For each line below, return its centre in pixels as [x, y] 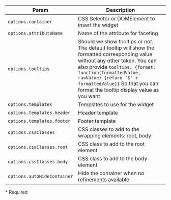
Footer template [97, 121]
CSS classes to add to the [109, 129]
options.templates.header [39, 113]
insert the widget [98, 25]
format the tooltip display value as [119, 90]
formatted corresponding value [115, 54]
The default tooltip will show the [116, 48]
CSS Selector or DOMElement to [117, 19]
